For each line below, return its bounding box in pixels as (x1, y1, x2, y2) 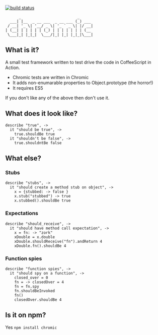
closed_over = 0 (14, 275, 49, 280)
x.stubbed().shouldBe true (14, 198, 71, 204)
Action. (5, 64, 20, 71)
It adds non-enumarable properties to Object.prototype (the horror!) (12, 80, 153, 86)
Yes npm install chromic (5, 324, 57, 330)
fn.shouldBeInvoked (14, 288, 55, 293)
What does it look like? (5, 109, 78, 118)
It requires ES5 (12, 85, 43, 91)
